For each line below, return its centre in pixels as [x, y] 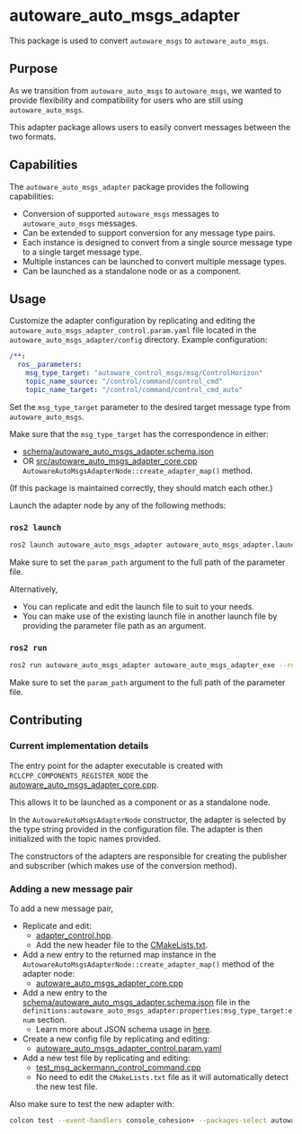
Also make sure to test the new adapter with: [92, 1104]
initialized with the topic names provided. [85, 838]
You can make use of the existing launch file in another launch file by [150, 616]
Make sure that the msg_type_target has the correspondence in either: [139, 433]
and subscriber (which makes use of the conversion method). [123, 865]
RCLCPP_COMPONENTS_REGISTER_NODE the [79, 775]
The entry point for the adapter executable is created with [116, 765]
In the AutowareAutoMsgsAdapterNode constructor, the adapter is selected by [148, 819]
